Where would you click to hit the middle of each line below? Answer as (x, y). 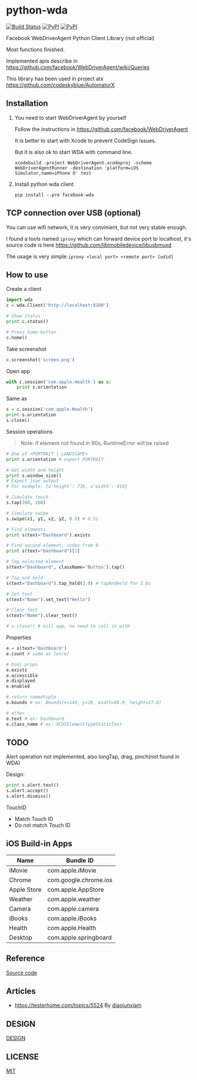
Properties (19, 637)
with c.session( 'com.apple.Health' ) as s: (59, 382)
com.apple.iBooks (72, 918)
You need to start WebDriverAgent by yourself (70, 117)
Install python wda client (44, 184)
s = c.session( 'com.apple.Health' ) (50, 410)
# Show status (24, 316)
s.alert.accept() (27, 791)
